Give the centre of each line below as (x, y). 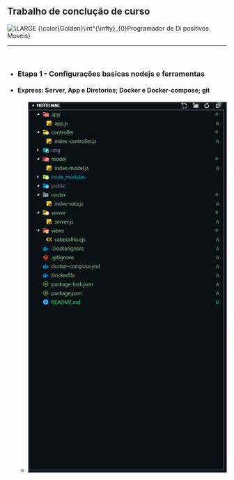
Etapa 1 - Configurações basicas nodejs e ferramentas (111, 74)
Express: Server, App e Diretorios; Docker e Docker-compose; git (114, 91)
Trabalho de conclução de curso (79, 11)
